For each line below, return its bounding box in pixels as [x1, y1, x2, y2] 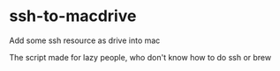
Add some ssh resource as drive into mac [9, 35, 161, 46]
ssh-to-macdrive [9, 6, 137, 26]
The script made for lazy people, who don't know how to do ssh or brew [9, 52, 272, 62]
